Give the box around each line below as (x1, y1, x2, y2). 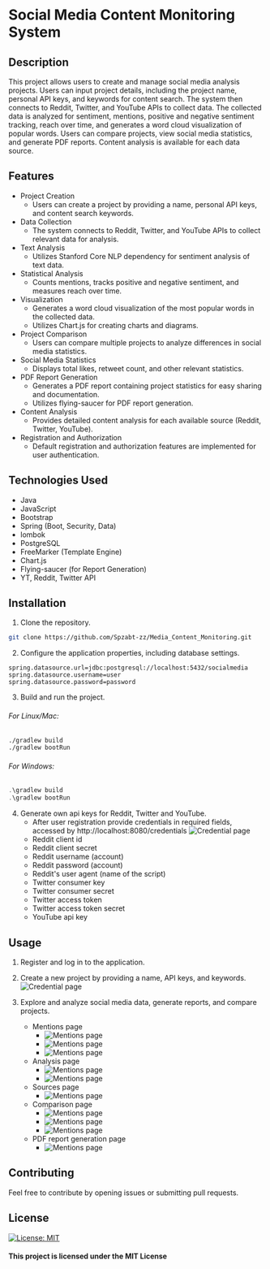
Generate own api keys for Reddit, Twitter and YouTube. (19, 808, 207, 818)
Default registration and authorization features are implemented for (32, 441, 257, 451)
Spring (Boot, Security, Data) (19, 521, 117, 531)
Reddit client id (32, 834, 83, 844)
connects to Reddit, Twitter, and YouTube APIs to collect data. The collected (8, 103, 262, 112)
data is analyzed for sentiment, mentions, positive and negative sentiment (8, 111, 255, 121)
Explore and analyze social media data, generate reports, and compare (19, 998, 257, 1007)
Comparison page (32, 1099, 93, 1110)
